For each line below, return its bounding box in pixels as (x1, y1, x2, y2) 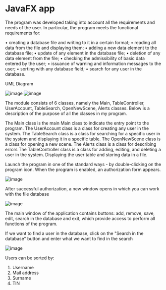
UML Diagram (5, 80, 34, 87)
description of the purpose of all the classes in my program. (5, 110, 127, 116)
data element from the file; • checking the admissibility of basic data (5, 55, 145, 61)
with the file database (5, 191, 50, 197)
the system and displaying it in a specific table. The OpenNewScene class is (5, 136, 161, 142)
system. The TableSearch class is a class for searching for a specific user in (5, 130, 161, 136)
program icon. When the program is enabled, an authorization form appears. (5, 167, 161, 173)
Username (12, 264, 34, 270)
